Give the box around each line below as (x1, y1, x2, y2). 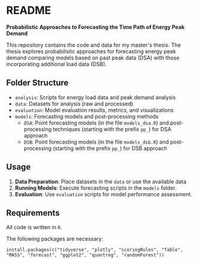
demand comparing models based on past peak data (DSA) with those (6, 54, 179, 61)
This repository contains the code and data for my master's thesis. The (6, 41, 181, 48)
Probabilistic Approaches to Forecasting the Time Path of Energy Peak (6, 23, 185, 31)
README (6, 4, 51, 17)
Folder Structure (6, 78, 69, 88)
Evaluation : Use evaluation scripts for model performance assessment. (14, 190, 193, 198)
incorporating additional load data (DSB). (6, 60, 107, 68)
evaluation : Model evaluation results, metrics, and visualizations (14, 106, 174, 114)
